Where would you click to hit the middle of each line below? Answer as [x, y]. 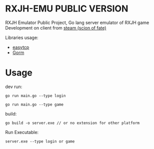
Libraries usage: [22, 37]
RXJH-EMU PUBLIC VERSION [67, 9]
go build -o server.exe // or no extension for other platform [72, 123]
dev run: [14, 86]
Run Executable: [22, 132]
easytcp [21, 47]
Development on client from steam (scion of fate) [56, 27]
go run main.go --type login [35, 95]
